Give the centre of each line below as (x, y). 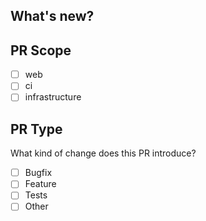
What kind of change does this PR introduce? (103, 153)
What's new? (52, 16)
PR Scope (41, 50)
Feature (40, 184)
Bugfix (38, 173)
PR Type (36, 129)
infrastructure (53, 97)
